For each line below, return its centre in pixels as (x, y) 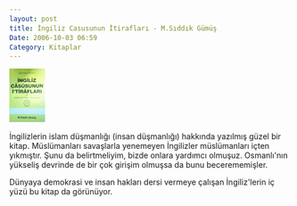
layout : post (33, 19)
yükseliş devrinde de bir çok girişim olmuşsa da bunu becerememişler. (139, 165)
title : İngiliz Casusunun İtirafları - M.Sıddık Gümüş (113, 28)
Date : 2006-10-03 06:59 (54, 37)
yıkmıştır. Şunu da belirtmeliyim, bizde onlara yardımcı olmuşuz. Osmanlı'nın (148, 155)
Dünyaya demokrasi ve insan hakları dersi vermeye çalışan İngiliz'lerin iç (142, 182)
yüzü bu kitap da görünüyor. (61, 192)
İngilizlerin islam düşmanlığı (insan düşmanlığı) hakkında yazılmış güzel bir (145, 136)
